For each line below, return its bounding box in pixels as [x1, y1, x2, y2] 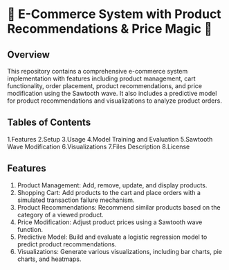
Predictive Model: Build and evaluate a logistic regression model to [17, 233, 208, 241]
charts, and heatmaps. [17, 255, 82, 263]
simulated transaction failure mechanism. [17, 196, 135, 204]
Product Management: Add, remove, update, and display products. [17, 180, 208, 189]
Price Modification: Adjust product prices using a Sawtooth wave [17, 218, 203, 226]
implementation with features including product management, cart [7, 74, 196, 83]
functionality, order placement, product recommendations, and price [7, 82, 203, 90]
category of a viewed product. [17, 210, 104, 219]
